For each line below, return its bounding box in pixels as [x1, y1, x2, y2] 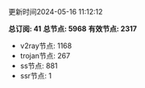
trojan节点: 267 [19, 51, 71, 60]
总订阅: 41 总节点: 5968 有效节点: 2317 [8, 24, 137, 34]
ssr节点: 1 [19, 71, 52, 80]
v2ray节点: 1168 [19, 41, 72, 50]
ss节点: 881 [19, 61, 58, 70]
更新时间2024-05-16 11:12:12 [8, 7, 103, 16]
